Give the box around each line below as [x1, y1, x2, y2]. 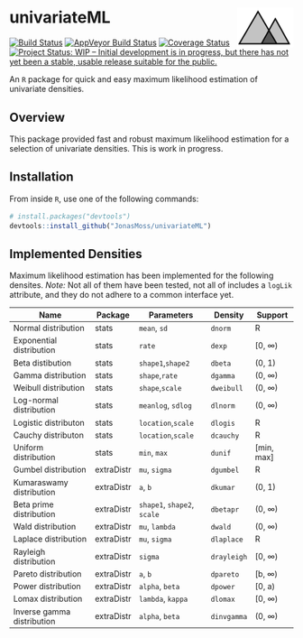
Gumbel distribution [13, 464, 87, 476]
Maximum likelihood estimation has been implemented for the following [9, 270, 274, 282]
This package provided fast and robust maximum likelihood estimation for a [9, 134, 289, 144]
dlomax [210, 595, 236, 605]
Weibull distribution [13, 383, 86, 393]
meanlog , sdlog [138, 400, 192, 411]
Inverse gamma [13, 606, 71, 616]
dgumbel [210, 466, 240, 476]
